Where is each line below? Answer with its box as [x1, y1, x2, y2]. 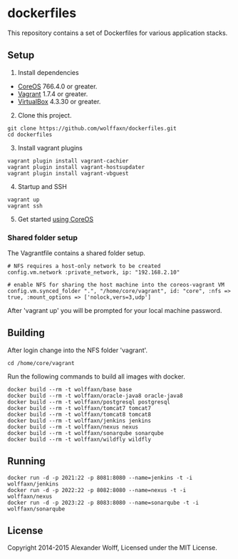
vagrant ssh [7, 202, 43, 210]
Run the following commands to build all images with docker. [7, 372, 185, 381]
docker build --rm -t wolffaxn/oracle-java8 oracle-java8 [7, 392, 183, 399]
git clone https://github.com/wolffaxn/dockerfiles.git [7, 125, 177, 132]
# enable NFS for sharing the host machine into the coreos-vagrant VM [7, 282, 224, 289]
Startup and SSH [17, 182, 68, 190]
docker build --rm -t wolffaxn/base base [7, 386, 133, 393]
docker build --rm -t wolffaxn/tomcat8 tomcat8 [7, 411, 152, 418]
